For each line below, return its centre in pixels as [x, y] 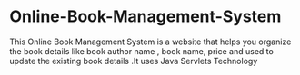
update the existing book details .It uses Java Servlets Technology [134, 61]
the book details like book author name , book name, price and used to [142, 51]
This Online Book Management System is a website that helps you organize [150, 42]
